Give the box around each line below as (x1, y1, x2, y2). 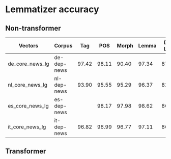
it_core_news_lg (8, 123, 46, 130)
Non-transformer (5, 24, 61, 33)
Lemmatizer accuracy (5, 4, 99, 15)
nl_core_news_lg (8, 82, 47, 88)
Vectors (18, 42, 39, 49)
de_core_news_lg (8, 60, 49, 67)
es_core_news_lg (8, 102, 49, 109)
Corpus (54, 42, 73, 49)
